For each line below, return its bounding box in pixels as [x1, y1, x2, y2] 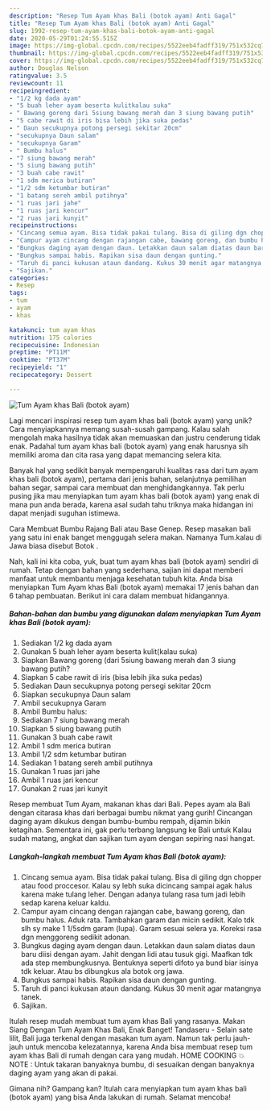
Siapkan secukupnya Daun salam [20, 690, 131, 699]
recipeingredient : [9, 86, 71, 95]
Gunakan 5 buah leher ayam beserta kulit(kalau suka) [20, 646, 198, 656]
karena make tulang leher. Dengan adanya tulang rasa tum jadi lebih [20, 889, 246, 899]
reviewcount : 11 [9, 79, 64, 87]
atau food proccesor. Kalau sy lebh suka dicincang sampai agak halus [20, 880, 253, 890]
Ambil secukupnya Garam [20, 698, 107, 707]
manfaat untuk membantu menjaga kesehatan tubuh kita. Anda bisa [9, 574, 233, 583]
